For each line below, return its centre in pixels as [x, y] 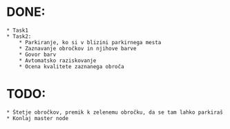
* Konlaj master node [38, 118]
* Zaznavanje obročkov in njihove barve [78, 48]
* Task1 [18, 30]
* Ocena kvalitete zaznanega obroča [72, 66]
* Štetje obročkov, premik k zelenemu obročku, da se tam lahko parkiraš [115, 112]
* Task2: [19, 36]
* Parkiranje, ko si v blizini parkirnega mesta [90, 42]
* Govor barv [38, 54]
